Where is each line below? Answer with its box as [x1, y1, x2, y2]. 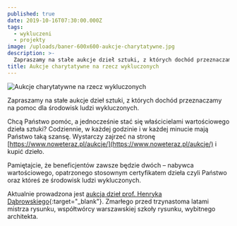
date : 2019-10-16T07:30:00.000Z [7, 17, 102, 24]
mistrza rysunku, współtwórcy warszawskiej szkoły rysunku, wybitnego [7, 204, 216, 213]
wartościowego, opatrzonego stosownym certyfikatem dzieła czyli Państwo [7, 168, 227, 177]
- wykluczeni [13, 30, 52, 37]
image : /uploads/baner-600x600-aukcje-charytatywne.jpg [7, 43, 175, 50]
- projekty [13, 37, 46, 44]
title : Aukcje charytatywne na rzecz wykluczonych [7, 63, 159, 70]
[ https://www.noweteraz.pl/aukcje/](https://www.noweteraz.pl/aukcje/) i [7, 139, 217, 148]
